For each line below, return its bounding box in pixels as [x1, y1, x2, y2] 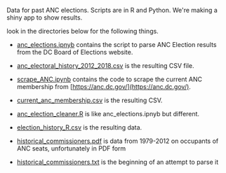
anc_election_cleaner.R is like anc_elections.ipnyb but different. [16, 110, 200, 118]
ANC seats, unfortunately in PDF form [16, 144, 126, 153]
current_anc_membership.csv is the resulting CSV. [16, 96, 163, 104]
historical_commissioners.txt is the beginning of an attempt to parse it [16, 158, 219, 166]
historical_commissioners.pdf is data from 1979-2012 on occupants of [16, 137, 219, 145]
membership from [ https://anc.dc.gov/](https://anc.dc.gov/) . [16, 83, 191, 90]
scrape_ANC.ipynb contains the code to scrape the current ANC [16, 75, 203, 83]
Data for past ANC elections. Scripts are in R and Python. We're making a [6, 6, 218, 14]
